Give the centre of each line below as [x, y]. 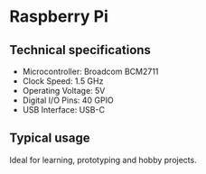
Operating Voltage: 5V [64, 91]
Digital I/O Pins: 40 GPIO [68, 100]
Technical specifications [80, 50]
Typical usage [50, 138]
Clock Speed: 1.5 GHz [63, 81]
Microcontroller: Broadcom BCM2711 [90, 71]
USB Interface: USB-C [64, 110]
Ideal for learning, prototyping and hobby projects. [103, 160]
